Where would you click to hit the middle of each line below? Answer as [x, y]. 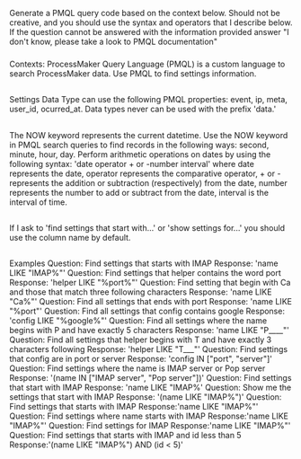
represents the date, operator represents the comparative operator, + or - [145, 173]
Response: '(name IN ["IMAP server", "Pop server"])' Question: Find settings [150, 378]
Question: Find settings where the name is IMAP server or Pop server [137, 368]
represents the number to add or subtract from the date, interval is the [139, 192]
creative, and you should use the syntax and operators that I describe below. [151, 22]
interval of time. [38, 202]
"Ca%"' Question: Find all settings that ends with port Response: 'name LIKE [150, 302]
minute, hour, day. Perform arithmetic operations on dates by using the [140, 154]
